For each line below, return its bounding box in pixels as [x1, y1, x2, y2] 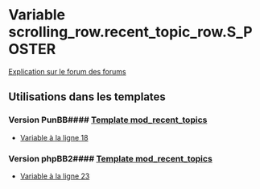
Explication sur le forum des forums [8, 66, 126, 76]
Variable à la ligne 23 [19, 171, 90, 181]
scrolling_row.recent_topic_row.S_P [8, 23, 253, 41]
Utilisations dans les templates [8, 90, 167, 104]
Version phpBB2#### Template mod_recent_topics [8, 153, 213, 164]
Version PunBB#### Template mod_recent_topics [8, 115, 208, 126]
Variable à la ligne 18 [19, 132, 89, 142]
